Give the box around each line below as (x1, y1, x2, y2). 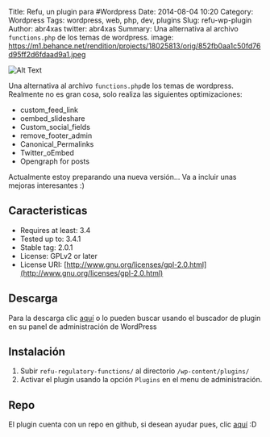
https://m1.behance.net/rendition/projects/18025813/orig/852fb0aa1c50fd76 (8, 41, 261, 51)
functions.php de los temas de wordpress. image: (8, 32, 174, 42)
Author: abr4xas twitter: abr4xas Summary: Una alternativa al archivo (8, 24, 239, 33)
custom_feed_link (19, 105, 79, 114)
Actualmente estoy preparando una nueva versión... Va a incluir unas (8, 173, 237, 181)
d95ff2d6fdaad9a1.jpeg (8, 50, 86, 59)
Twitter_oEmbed (19, 148, 75, 157)
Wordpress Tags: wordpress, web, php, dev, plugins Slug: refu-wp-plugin (8, 15, 252, 25)
